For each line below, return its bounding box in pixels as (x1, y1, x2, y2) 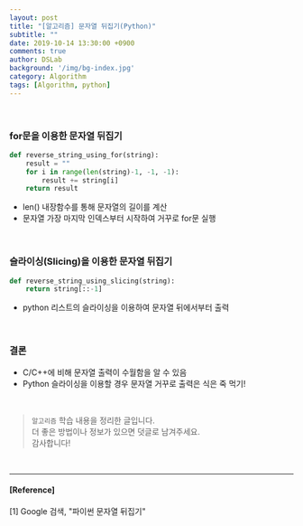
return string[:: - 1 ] (25, 285, 103, 294)
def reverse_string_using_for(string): (9, 150, 160, 159)
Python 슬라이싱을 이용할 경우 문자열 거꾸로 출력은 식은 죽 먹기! (22, 378, 246, 389)
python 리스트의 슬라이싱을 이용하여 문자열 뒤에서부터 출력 (22, 302, 230, 313)
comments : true (9, 47, 67, 56)
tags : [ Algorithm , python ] (9, 80, 111, 89)
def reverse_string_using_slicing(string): (9, 277, 176, 286)
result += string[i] (41, 175, 119, 185)
